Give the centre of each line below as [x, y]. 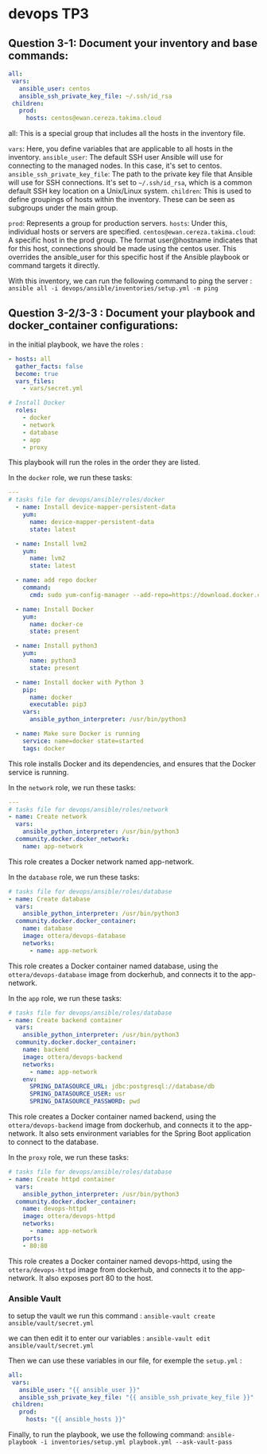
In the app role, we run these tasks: [65, 998]
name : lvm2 [47, 558]
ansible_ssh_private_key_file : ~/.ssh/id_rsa [95, 96]
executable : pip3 [58, 704]
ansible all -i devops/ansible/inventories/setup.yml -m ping [113, 289]
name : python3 [53, 661]
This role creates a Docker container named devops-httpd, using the [120, 1261]
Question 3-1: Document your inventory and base [133, 43]
